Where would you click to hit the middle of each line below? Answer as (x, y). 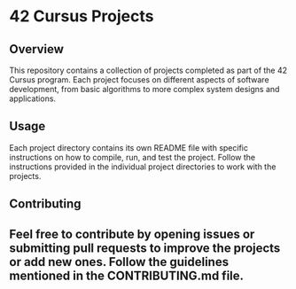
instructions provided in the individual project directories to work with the (143, 167)
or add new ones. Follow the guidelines (119, 262)
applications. (32, 98)
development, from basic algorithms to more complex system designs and (144, 89)
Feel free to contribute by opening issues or (132, 234)
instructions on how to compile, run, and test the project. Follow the (132, 157)
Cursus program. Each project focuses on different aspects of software (139, 80)
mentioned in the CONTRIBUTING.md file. (127, 275)
